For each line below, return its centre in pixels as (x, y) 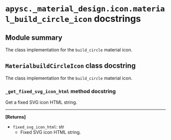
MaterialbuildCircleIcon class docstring (70, 66)
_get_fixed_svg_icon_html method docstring (61, 91)
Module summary (34, 37)
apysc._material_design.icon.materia (85, 9)
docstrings (117, 19)
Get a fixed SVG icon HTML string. (41, 102)
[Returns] (16, 117)
